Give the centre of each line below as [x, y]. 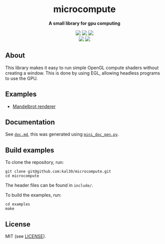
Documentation [30, 122]
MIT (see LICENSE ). [26, 236]
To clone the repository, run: [34, 162]
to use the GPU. [21, 78]
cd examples [18, 204]
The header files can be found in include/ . [49, 186]
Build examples [30, 150]
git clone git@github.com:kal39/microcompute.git [58, 172]
